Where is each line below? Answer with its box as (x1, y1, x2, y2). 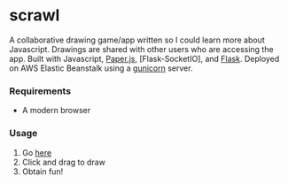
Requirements (9, 85, 72, 97)
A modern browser (21, 105, 91, 116)
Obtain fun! (21, 165, 64, 177)
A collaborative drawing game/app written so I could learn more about (9, 34, 265, 45)
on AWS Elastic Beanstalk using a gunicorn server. (9, 63, 193, 73)
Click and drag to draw (21, 157, 106, 167)
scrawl (9, 5, 60, 26)
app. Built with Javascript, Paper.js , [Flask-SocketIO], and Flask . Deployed (9, 53, 280, 64)
